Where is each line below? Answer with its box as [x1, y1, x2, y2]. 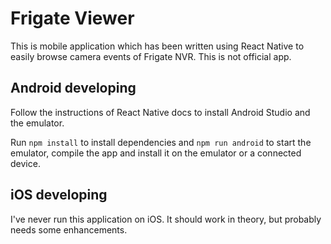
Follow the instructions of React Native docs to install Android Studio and [10, 106, 311, 118]
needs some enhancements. [10, 223, 128, 236]
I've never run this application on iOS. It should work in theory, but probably [10, 213, 322, 225]
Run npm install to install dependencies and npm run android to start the [10, 136, 312, 148]
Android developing [10, 80, 137, 97]
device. [10, 157, 41, 169]
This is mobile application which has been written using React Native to [10, 40, 305, 52]
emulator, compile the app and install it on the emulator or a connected [10, 147, 302, 159]
